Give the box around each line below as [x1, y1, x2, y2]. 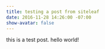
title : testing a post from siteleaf [6, 8, 100, 15]
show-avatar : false [6, 20, 55, 26]
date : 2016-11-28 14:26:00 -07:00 [6, 14, 92, 20]
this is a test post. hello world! [6, 36, 79, 44]
